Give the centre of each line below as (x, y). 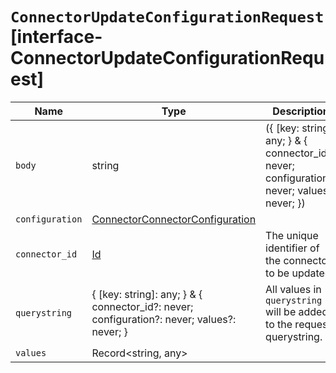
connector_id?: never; (142, 306)
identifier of (292, 248)
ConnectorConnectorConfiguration (174, 219)
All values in (293, 289)
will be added (297, 311)
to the (279, 324)
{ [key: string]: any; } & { (147, 294)
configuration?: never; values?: (164, 319)
